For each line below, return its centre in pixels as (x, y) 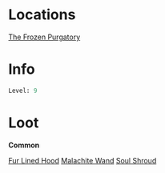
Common (24, 145)
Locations (42, 15)
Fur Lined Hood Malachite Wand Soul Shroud (82, 160)
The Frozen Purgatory (44, 37)
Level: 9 (23, 91)
